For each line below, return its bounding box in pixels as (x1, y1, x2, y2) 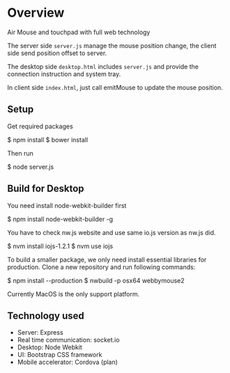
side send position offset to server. (7, 49, 107, 57)
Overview (7, 5, 65, 21)
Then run (7, 149, 33, 158)
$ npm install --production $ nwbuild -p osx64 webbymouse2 (7, 276, 185, 284)
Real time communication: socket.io (17, 336, 120, 344)
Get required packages (7, 122, 73, 130)
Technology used (7, 310, 85, 321)
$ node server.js (7, 162, 54, 171)
